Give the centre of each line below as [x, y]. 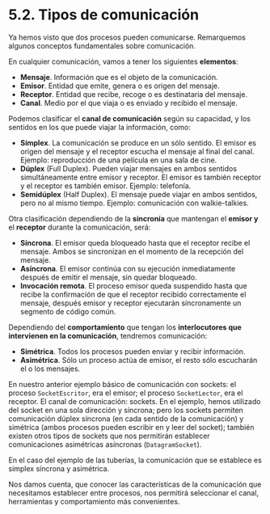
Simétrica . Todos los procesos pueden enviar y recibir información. [133, 351]
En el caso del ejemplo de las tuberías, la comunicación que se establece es [135, 460]
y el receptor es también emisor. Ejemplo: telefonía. [105, 185]
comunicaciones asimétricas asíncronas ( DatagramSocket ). [105, 444]
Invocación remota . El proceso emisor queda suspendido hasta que [134, 285]
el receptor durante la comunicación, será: [80, 227]
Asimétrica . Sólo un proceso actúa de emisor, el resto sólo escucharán [139, 360]
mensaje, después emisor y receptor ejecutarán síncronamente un [131, 303]
